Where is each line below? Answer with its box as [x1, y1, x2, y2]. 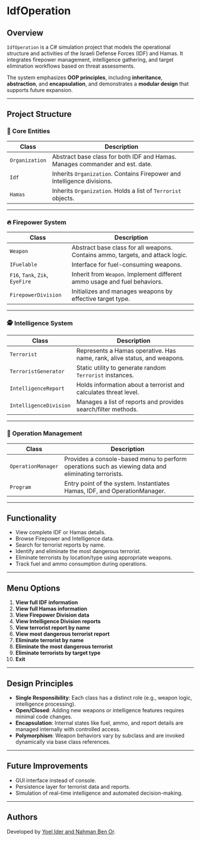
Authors [7, 812, 38, 823]
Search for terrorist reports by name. [15, 541, 106, 548]
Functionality [7, 513, 57, 523]
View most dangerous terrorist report [15, 630, 110, 637]
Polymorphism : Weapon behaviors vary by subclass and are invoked [15, 732, 185, 740]
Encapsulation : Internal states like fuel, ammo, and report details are [15, 719, 183, 726]
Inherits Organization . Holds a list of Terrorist [52, 186, 182, 195]
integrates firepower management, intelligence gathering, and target [7, 56, 174, 63]
